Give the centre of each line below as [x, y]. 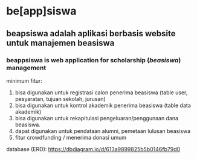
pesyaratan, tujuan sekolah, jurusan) [60, 99]
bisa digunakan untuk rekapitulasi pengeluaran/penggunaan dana [97, 118]
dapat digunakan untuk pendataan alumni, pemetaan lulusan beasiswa [103, 131]
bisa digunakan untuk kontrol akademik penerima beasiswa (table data [103, 105]
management [26, 68]
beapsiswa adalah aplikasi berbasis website [91, 34]
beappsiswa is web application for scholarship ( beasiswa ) [94, 60]
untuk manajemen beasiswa [60, 43]
